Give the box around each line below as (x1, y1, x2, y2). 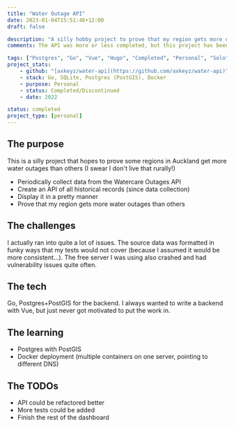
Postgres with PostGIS (17, 345, 82, 353)
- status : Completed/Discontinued (19, 87, 120, 94)
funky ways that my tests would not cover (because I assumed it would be (7, 245, 221, 254)
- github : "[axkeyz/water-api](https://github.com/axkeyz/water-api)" (19, 67, 229, 74)
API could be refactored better (17, 398, 105, 407)
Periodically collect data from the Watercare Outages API (17, 177, 181, 186)
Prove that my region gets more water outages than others (17, 200, 186, 208)
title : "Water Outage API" (7, 10, 86, 17)
